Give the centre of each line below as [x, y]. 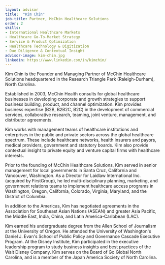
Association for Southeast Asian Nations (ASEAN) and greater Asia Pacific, [81, 211]
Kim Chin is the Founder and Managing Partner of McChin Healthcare [76, 74]
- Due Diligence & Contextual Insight [45, 51]
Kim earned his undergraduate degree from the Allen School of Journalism [81, 226]
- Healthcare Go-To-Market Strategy [43, 37]
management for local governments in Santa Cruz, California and [71, 171]
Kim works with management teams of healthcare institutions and [72, 130]
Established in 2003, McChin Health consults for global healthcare [72, 94]
